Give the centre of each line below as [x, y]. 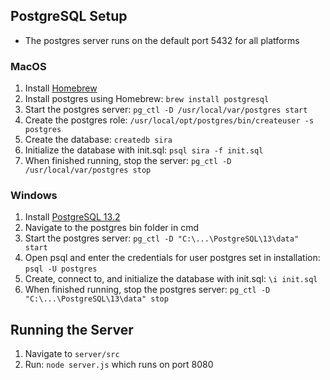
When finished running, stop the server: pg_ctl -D [128, 161]
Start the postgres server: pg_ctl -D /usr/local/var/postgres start [166, 110]
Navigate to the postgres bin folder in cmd [112, 228]
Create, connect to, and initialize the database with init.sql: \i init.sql [171, 279]
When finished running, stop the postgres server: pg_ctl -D [147, 290]
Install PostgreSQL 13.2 [72, 217]
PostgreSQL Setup [69, 16]
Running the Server [72, 329]
